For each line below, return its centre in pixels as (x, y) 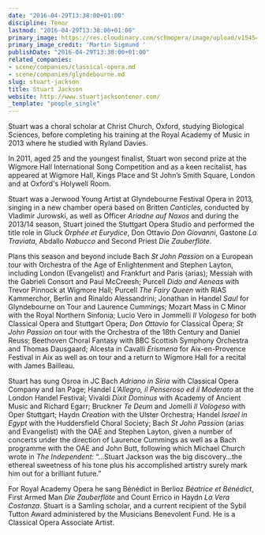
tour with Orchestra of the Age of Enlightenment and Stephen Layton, (121, 265)
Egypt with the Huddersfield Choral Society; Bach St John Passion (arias (126, 423)
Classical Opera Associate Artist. (62, 522)
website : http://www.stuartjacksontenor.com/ (84, 97)
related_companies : (40, 60)
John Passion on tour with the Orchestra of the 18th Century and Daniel (124, 332)
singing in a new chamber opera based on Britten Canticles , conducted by (129, 207)
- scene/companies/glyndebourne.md (67, 74)
